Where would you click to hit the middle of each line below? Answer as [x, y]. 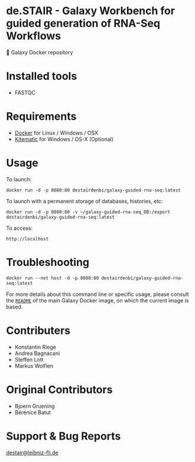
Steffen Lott [29, 359]
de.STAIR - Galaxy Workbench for [91, 11]
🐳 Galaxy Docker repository [40, 52]
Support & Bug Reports [64, 436]
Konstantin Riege [35, 347]
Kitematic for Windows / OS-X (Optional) [64, 139]
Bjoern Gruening [35, 406]
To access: [19, 228]
